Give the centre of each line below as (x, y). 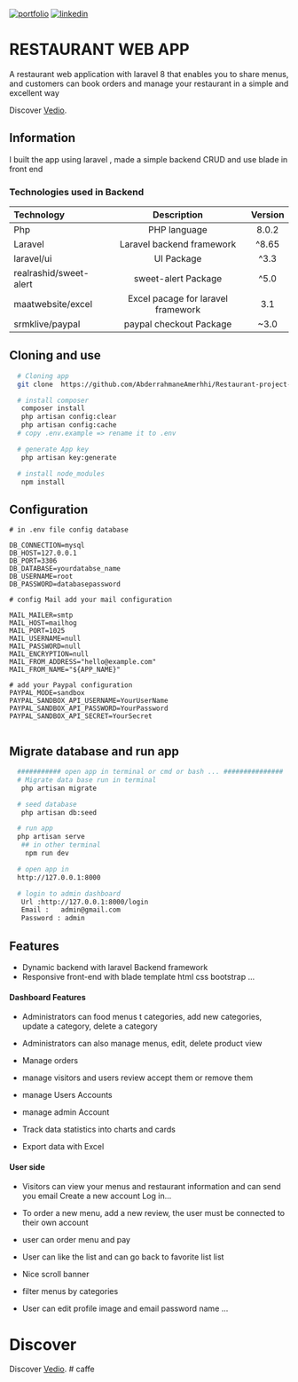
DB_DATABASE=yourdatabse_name (65, 569)
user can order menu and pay (76, 1240)
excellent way (35, 92)
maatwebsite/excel (53, 304)
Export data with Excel (63, 1147)
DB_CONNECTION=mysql (47, 546)
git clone (35, 384)
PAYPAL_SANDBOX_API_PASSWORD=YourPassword (89, 709)
